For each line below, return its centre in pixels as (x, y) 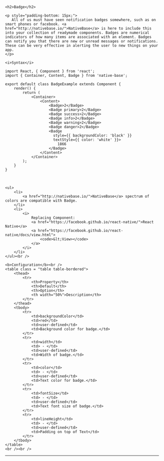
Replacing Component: (53, 218)
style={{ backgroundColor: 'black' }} (92, 136)
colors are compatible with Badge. (41, 201)
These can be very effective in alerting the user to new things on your (82, 46)
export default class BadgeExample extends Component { (63, 84)
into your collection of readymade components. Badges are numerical (77, 33)
